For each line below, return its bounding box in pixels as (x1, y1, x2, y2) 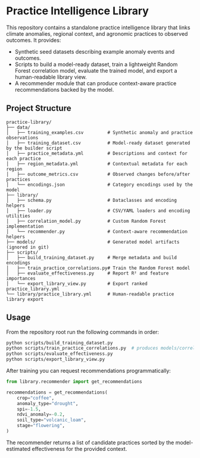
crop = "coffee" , (17, 395, 55, 401)
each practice (6, 155, 42, 161)
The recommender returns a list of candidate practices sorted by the (6, 439, 174, 446)
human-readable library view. (14, 73, 87, 80)
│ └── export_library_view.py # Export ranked (6, 281, 148, 286)
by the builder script (6, 145, 62, 151)
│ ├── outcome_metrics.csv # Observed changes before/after (6, 171, 190, 177)
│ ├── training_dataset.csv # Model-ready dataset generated (6, 140, 190, 146)
